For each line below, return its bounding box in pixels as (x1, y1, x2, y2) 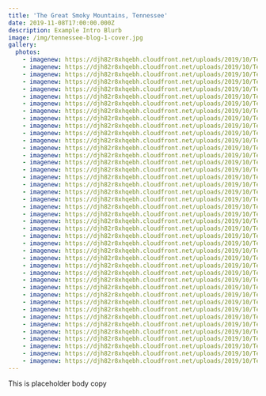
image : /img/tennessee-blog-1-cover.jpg (8, 33, 144, 42)
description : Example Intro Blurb (8, 26, 123, 34)
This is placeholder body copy (8, 379, 107, 388)
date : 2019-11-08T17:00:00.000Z (8, 19, 115, 27)
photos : (15, 48, 41, 56)
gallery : (8, 41, 37, 49)
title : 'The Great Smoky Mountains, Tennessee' (8, 11, 169, 20)
